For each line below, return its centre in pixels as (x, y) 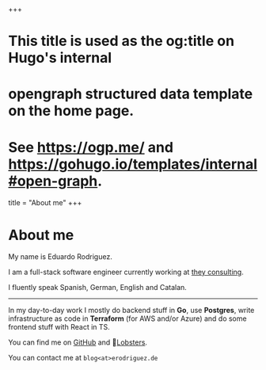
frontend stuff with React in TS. (59, 327)
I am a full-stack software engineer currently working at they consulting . (126, 272)
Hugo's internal (60, 58)
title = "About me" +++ (45, 203)
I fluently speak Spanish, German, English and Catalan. (98, 288)
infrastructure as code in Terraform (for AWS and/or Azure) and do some (127, 319)
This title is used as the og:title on (122, 41)
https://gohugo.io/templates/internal (133, 164)
